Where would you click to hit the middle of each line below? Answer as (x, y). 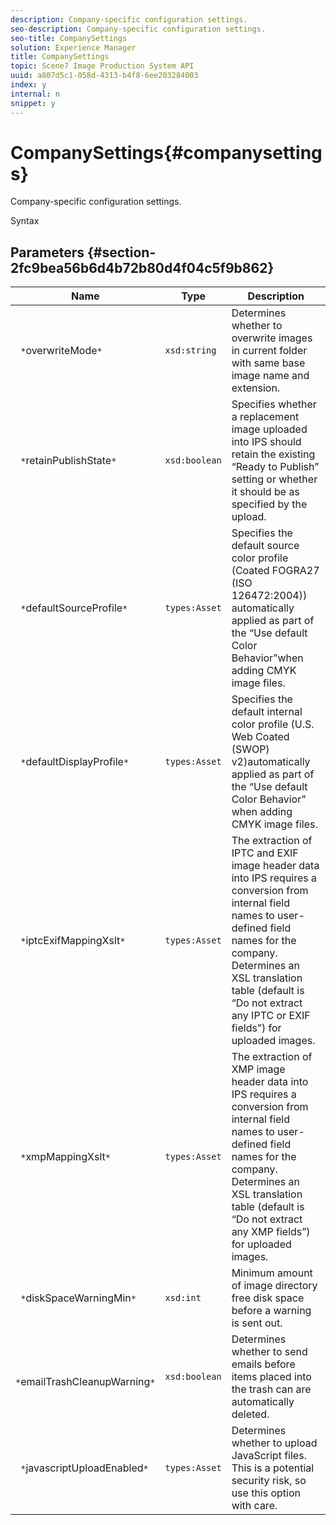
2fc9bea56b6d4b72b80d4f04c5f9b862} (142, 267)
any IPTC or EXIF (271, 1016)
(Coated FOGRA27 (275, 571)
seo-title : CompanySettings (69, 38)
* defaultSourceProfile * (74, 608)
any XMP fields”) (271, 1232)
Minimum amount (272, 1273)
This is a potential (273, 1468)
